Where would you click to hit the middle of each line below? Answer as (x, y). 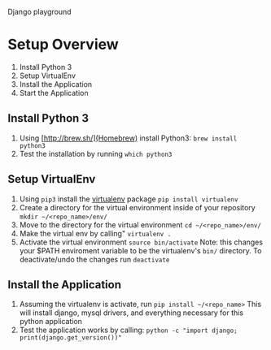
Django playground (39, 12)
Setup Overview (63, 45)
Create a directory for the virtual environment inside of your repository (137, 207)
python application (51, 322)
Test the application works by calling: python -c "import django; (128, 330)
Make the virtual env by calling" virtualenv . (95, 233)
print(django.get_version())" (71, 338)
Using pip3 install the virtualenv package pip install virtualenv (129, 199)
